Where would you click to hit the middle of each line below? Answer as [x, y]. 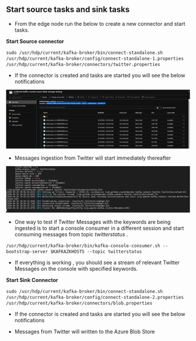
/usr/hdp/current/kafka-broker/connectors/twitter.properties [83, 64]
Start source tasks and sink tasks [68, 10]
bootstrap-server [27, 252]
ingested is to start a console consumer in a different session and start [99, 228]
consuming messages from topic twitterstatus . [71, 235]
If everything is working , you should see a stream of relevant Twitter [97, 263]
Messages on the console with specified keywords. [76, 269]
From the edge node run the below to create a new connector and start [100, 23]
